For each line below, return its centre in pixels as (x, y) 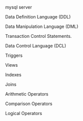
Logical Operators (24, 113)
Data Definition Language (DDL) (38, 17)
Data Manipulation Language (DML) (42, 26)
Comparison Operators (29, 104)
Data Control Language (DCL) (36, 46)
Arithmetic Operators (27, 94)
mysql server (19, 7)
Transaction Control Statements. (38, 36)
